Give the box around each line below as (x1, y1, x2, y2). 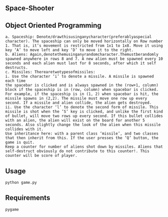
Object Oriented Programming (5, 21, 102, 30)
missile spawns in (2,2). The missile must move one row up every (5, 96, 147, 101)
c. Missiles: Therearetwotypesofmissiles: (5, 70, 96, 75)
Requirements (5, 193, 50, 202)
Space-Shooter (5, 4, 54, 13)
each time (5, 78, 26, 83)
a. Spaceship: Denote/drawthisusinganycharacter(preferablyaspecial (5, 35, 152, 40)
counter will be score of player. (5, 153, 78, 158)
